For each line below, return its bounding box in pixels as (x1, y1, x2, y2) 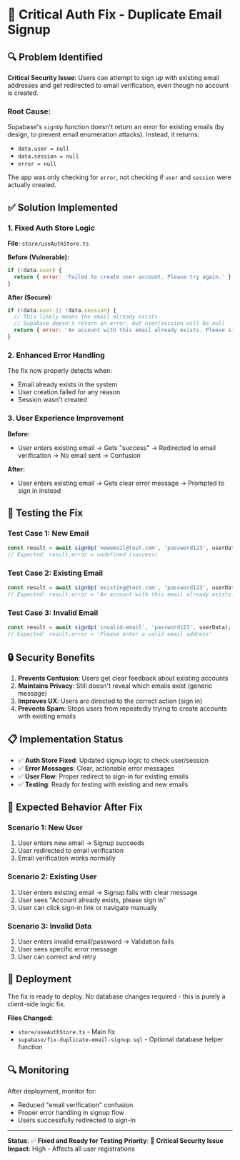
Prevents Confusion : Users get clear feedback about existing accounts (17, 674, 229, 682)
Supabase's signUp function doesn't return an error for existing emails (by (7, 123, 225, 131)
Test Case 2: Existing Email (7, 568, 104, 578)
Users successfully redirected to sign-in (17, 1116, 136, 1124)
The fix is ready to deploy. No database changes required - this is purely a (7, 992, 226, 1001)
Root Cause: (7, 106, 51, 116)
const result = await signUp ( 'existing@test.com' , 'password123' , (7, 584, 209, 591)
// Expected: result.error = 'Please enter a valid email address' (7, 631, 213, 638)
